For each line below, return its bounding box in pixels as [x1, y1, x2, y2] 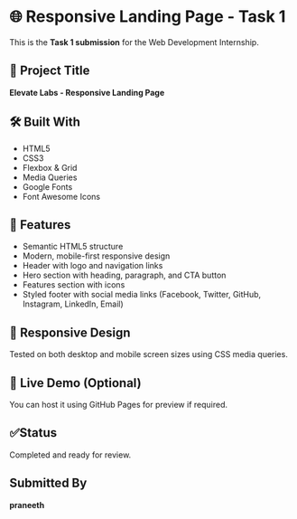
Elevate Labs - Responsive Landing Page [9, 87, 165, 98]
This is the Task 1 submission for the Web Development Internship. [9, 36, 259, 47]
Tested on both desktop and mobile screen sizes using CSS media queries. [9, 349, 289, 360]
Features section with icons [22, 279, 125, 290]
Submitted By [9, 476, 88, 491]
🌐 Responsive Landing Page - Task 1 [9, 6, 286, 27]
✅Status [9, 425, 58, 440]
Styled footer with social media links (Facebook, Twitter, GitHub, [22, 289, 262, 300]
